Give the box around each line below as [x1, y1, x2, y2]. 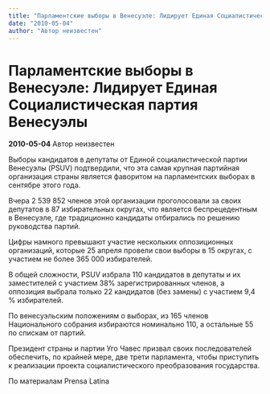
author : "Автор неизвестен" [8, 27, 103, 35]
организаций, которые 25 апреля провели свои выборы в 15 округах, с [8, 246, 253, 256]
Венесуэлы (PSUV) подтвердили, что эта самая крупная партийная [8, 163, 239, 173]
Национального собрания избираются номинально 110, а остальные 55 [8, 319, 254, 330]
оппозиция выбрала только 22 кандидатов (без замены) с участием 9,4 [8, 287, 256, 297]
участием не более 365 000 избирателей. [8, 254, 153, 264]
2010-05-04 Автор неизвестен [8, 139, 115, 149]
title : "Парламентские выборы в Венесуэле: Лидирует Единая [8, 11, 215, 20]
